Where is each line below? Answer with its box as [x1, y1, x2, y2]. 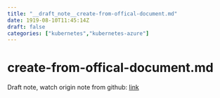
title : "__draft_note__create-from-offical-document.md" [7, 10, 178, 17]
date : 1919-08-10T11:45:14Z [7, 17, 90, 24]
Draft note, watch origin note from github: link [7, 83, 139, 92]
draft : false [7, 23, 46, 30]
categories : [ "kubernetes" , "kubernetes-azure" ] [7, 29, 150, 37]
